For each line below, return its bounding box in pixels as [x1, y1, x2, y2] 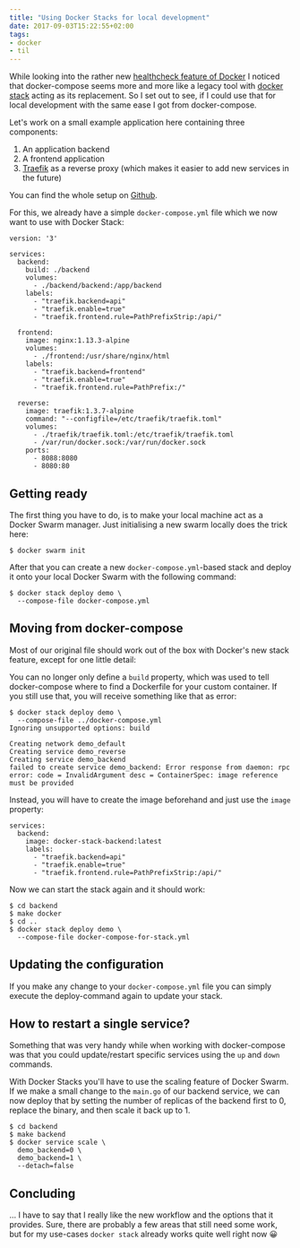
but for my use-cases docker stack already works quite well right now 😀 [9, 1229, 279, 1240]
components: [9, 126, 58, 137]
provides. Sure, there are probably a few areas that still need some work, [9, 1219, 278, 1230]
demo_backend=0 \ [17, 1146, 82, 1155]
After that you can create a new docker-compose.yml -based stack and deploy [9, 561, 292, 572]
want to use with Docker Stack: [9, 217, 124, 228]
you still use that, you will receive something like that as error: [9, 690, 237, 701]
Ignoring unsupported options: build [9, 724, 150, 732]
